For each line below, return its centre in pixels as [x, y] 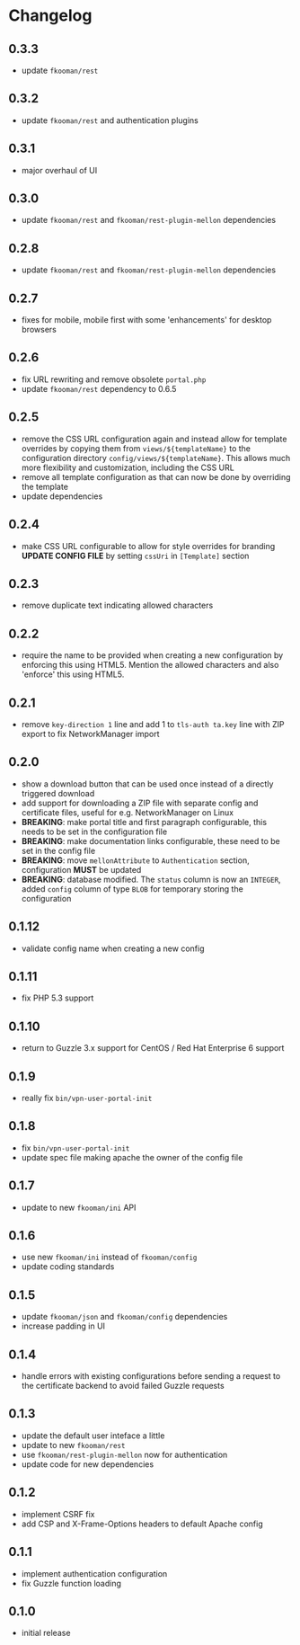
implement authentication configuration [94, 1573]
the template [45, 486]
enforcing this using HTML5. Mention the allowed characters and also [150, 665]
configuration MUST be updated [81, 869]
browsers [39, 330]
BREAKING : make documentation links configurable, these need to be [150, 840]
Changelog [50, 16]
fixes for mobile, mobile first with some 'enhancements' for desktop [146, 320]
